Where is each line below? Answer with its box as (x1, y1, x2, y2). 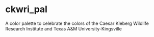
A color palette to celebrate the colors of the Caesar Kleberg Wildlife (5, 20, 149, 26)
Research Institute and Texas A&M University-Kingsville (5, 25, 122, 31)
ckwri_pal (5, 4, 47, 15)
